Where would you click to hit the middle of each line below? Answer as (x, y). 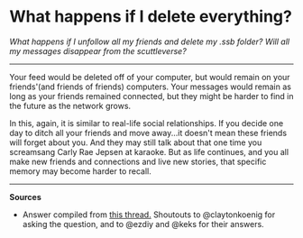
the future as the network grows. (70, 105)
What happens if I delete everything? (151, 17)
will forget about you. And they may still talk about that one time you (136, 142)
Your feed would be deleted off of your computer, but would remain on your (150, 77)
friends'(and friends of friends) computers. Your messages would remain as (150, 87)
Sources (26, 197)
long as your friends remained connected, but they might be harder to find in (151, 96)
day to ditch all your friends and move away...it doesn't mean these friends (148, 133)
